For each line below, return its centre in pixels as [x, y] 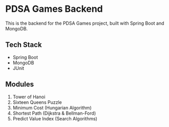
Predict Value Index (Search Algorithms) [55, 118]
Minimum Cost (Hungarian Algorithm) [52, 107]
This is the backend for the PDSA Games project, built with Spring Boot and [85, 23]
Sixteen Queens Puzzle [37, 102]
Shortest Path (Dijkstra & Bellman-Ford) [54, 113]
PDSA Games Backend [54, 9]
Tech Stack [24, 45]
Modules [20, 85]
